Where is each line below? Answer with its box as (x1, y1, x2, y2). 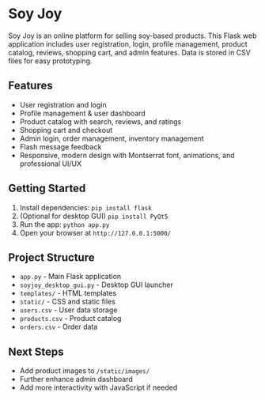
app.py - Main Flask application (19, 272, 122, 281)
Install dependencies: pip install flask (19, 202, 152, 212)
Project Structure (8, 251, 95, 264)
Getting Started (8, 182, 86, 195)
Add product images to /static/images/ (19, 366, 150, 375)
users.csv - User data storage (19, 305, 118, 315)
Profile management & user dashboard (19, 108, 146, 118)
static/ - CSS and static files (19, 297, 116, 307)
